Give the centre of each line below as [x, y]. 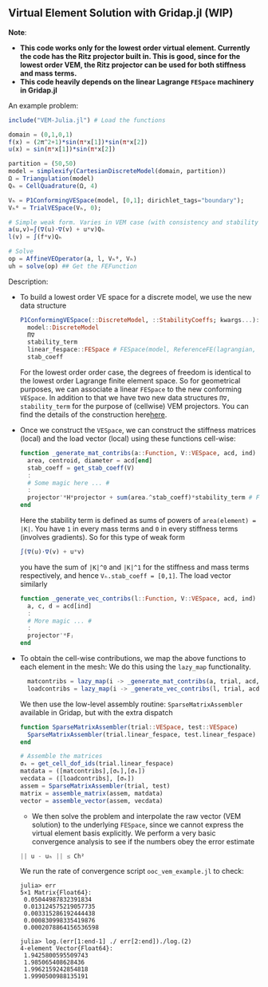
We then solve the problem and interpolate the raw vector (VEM [136, 816]
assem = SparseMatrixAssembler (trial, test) [95, 786]
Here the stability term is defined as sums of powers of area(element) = [138, 521]
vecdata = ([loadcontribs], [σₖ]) [77, 779]
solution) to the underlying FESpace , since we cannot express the [138, 824]
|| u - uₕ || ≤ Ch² [52, 856]
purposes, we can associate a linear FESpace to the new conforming [130, 389]
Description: [28, 281]
